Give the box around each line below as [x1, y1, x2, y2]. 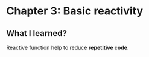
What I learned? [6, 28, 68, 38]
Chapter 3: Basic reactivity [6, 4, 144, 18]
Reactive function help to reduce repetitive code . [6, 44, 129, 51]
